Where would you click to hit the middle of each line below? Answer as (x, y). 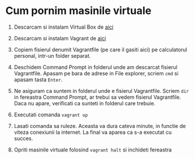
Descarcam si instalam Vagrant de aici (60, 38)
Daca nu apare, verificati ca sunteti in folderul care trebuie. (85, 103)
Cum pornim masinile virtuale (79, 11)
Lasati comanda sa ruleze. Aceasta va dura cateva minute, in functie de (100, 126)
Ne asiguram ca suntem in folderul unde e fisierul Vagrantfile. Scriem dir (101, 91)
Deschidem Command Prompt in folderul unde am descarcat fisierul (95, 67)
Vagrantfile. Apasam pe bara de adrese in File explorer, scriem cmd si (96, 73)
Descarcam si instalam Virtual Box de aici (64, 27)
